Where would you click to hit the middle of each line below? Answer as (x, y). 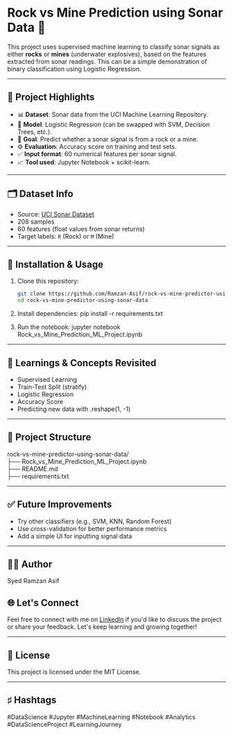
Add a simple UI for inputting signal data (75, 536)
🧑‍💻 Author (30, 564)
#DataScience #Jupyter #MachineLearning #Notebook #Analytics (102, 717)
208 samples (36, 221)
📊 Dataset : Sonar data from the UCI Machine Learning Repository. (113, 114)
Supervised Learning (47, 379)
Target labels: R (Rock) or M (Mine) (66, 236)
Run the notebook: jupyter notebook (69, 327)
